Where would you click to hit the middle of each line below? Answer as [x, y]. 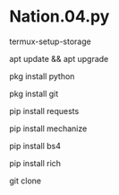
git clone [25, 181]
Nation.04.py [59, 17]
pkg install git [34, 93]
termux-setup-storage [50, 41]
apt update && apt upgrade [59, 58]
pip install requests [44, 111]
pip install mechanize [48, 129]
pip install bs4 [35, 146]
